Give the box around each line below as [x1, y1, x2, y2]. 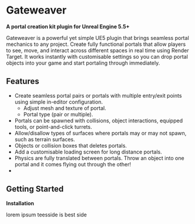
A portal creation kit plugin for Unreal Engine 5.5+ [6, 23, 130, 30]
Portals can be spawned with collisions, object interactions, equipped [14, 117, 183, 124]
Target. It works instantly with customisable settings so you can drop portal [6, 53, 188, 60]
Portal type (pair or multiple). [23, 111, 93, 118]
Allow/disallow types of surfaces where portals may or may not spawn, [14, 129, 187, 136]
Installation [6, 199, 34, 206]
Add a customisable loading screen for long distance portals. [14, 148, 163, 155]
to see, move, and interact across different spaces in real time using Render [6, 46, 189, 54]
